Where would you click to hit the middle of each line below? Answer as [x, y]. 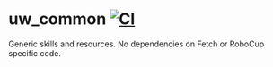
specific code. [35, 53]
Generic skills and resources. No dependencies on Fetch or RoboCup [136, 44]
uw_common [57, 19]
